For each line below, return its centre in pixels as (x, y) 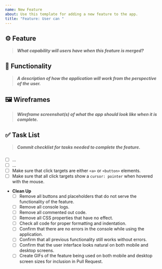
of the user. (29, 84)
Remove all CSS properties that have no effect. (66, 218)
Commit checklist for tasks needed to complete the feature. (79, 147)
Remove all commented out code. (53, 212)
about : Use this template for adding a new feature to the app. (72, 14)
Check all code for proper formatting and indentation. (73, 223)
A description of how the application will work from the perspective (87, 78)
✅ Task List (22, 135)
